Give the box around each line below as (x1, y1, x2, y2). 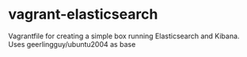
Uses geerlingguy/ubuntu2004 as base (8, 39, 136, 48)
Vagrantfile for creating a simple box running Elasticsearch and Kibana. (8, 31, 240, 41)
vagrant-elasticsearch (8, 5, 158, 23)
